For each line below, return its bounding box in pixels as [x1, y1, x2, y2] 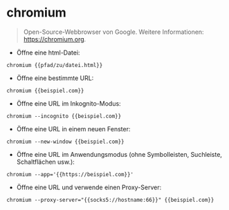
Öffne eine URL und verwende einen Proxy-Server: [16, 183, 162, 191]
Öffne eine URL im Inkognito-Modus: [16, 99, 122, 108]
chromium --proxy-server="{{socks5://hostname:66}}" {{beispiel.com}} [6, 196, 214, 203]
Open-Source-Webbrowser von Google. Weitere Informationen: [23, 28, 205, 36]
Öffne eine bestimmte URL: [16, 74, 94, 82]
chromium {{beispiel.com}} [6, 87, 84, 94]
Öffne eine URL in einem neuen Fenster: [16, 124, 131, 133]
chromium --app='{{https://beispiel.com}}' [6, 171, 134, 178]
